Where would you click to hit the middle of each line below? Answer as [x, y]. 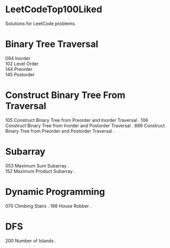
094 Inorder [18, 58]
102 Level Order [22, 64]
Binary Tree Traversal [52, 44]
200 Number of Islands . [31, 240]
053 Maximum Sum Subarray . [37, 166]
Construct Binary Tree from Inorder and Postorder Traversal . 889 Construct [85, 126]
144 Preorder [19, 69]
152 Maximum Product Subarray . [40, 171]
